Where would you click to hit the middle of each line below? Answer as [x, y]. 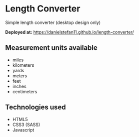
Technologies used [35, 107]
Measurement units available [51, 48]
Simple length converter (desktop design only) [53, 22]
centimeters [25, 91]
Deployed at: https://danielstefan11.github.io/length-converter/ [69, 32]
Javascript [23, 130]
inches [19, 86]
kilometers [23, 65]
